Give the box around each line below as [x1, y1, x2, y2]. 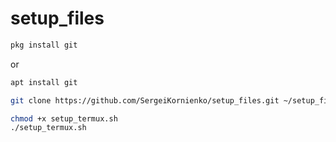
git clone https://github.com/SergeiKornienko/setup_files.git [10, 95, 280, 106]
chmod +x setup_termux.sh [10, 113, 118, 124]
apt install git [10, 77, 78, 87]
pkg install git [10, 40, 78, 50]
